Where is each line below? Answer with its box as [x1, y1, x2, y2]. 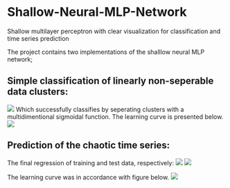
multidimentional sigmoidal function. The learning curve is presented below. [7, 112, 224, 121]
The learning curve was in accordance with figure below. [7, 173, 170, 181]
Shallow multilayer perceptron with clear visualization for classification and [7, 27, 221, 35]
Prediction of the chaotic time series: [7, 140, 170, 151]
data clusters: [7, 86, 69, 97]
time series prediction [7, 34, 69, 42]
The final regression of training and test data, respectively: [7, 158, 175, 167]
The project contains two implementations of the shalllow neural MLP [7, 48, 205, 56]
